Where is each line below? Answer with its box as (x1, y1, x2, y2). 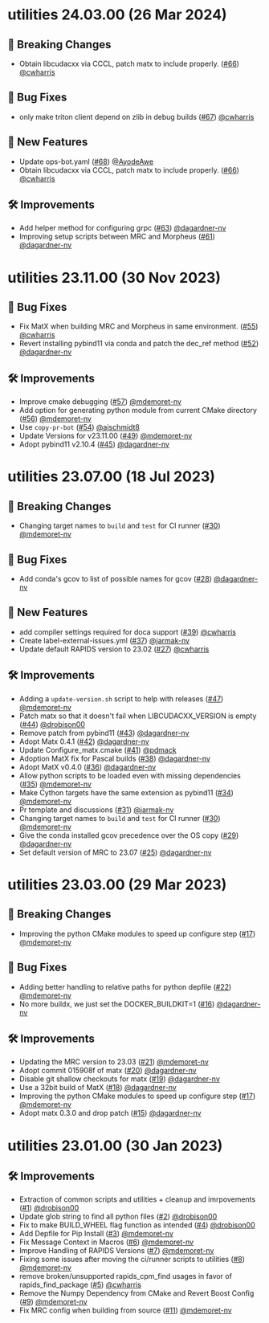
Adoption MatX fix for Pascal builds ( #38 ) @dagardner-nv (18, 753, 210, 763)
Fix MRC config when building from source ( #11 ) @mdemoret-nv (18, 1305, 232, 1315)
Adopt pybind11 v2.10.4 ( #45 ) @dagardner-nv (18, 439, 170, 449)
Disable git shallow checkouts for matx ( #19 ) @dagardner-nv (18, 1074, 220, 1084)
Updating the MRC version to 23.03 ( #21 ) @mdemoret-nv (18, 1057, 210, 1067)
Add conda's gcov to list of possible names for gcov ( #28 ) (18, 574, 212, 584)
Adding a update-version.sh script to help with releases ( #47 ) (18, 693, 224, 704)
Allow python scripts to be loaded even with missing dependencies (18, 770, 242, 780)
